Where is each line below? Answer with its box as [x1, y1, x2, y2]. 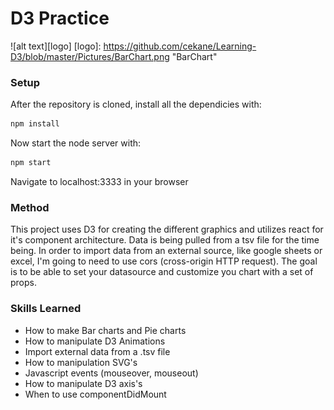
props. [10, 277, 37, 289]
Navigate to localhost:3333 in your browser [10, 175, 189, 187]
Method [10, 200, 50, 214]
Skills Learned [10, 302, 82, 316]
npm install [10, 119, 60, 129]
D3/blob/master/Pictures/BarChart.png [10, 50, 170, 62]
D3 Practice [10, 7, 110, 30]
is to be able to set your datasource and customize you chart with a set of [10, 266, 314, 278]
